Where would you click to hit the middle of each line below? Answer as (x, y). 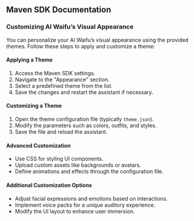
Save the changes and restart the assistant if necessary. (84, 92)
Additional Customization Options (49, 185)
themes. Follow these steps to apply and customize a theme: (81, 46)
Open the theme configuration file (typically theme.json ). (84, 119)
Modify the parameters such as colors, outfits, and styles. (86, 125)
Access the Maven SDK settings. (55, 73)
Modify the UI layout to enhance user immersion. (75, 211)
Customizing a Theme (34, 106)
